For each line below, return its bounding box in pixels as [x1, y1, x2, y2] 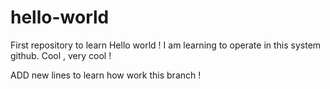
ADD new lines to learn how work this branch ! [10, 69, 202, 81]
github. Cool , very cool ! [10, 49, 112, 61]
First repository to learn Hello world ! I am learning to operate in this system [10, 39, 322, 51]
